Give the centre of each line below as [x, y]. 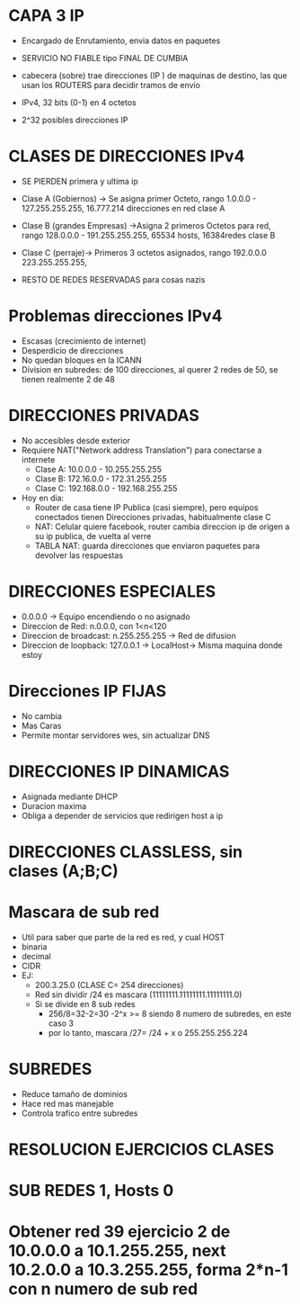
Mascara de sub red [84, 912]
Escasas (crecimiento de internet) [84, 341]
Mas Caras [41, 725]
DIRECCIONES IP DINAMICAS [119, 771]
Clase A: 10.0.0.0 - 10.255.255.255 [98, 469]
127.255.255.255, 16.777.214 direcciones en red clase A [123, 208]
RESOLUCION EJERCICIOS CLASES [141, 1149]
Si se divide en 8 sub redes [85, 1003]
